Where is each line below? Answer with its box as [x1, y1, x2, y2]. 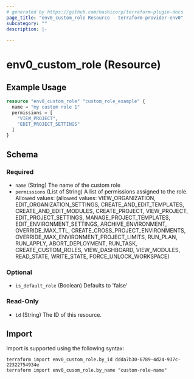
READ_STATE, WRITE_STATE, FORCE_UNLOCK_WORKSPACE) [15, 253, 170, 260]
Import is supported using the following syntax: [6, 345, 125, 352]
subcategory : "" [6, 20, 47, 26]
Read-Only [6, 297, 40, 306]
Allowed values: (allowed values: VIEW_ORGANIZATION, [15, 194, 156, 201]
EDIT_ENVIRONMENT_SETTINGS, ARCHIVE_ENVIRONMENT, [15, 220, 167, 228]
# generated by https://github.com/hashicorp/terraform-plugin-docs [6, 9, 184, 15]
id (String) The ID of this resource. [15, 311, 102, 318]
